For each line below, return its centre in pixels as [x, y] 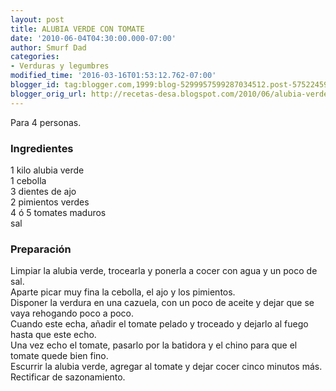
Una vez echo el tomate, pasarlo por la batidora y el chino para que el [154, 345]
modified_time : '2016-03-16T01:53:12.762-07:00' [113, 76]
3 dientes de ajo [43, 191]
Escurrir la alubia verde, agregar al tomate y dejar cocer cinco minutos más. [166, 367]
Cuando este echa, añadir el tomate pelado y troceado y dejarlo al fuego [159, 324]
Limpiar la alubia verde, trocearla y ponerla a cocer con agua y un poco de [164, 271]
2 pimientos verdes [50, 202]
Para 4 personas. [46, 122]
